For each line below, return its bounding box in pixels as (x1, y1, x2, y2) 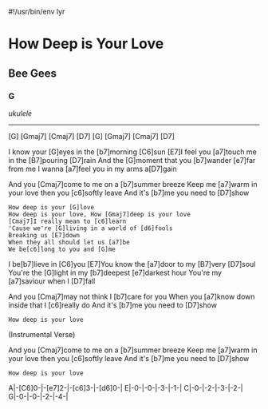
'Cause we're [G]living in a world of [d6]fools (8, 224, 173, 232)
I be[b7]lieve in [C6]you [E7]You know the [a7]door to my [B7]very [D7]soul (8, 259, 256, 268)
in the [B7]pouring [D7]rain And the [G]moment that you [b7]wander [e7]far (8, 155, 256, 165)
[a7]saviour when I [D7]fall (8, 276, 96, 286)
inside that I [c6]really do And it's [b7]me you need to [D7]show (8, 300, 218, 310)
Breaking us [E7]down (8, 231, 81, 239)
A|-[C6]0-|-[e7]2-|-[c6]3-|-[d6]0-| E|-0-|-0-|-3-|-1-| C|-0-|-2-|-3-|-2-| (8, 383, 243, 392)
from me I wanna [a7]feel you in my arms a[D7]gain (8, 164, 177, 173)
